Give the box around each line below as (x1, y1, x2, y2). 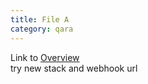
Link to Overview (10, 51, 80, 63)
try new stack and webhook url (10, 62, 138, 74)
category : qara (10, 24, 74, 34)
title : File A (10, 14, 70, 25)
